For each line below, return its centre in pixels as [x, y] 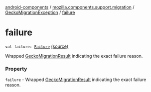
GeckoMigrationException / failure [40, 12]
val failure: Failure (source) [37, 46]
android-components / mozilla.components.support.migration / [70, 7]
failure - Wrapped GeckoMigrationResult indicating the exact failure [76, 80]
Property [16, 69]
